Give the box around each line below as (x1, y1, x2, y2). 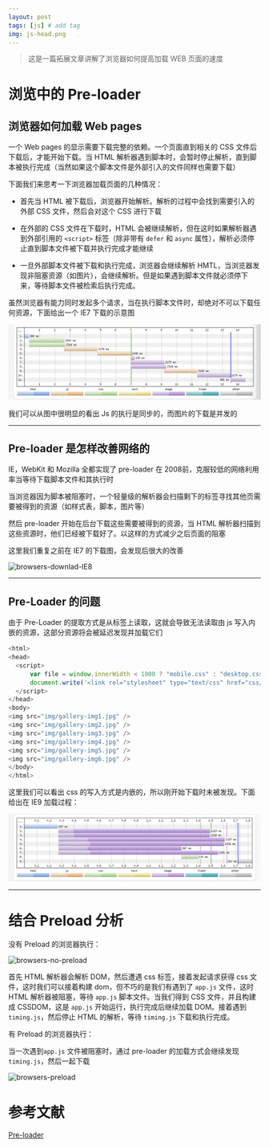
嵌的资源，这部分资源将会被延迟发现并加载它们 (8, 627, 163, 638)
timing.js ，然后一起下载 (8, 1056, 90, 1066)
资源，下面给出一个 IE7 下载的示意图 (14, 308, 134, 317)
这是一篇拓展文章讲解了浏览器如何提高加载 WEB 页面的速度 (27, 54, 224, 63)
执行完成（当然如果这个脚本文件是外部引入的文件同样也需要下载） (22, 162, 240, 172)
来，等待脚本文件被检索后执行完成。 (19, 281, 140, 291)
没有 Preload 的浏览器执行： (8, 940, 102, 949)
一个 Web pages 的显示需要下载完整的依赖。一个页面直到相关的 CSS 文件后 (8, 142, 258, 152)
